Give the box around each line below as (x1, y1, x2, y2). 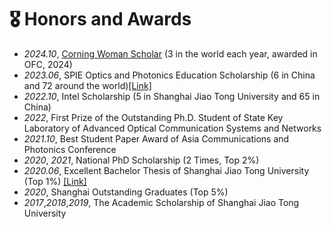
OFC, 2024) (23, 58, 73, 70)
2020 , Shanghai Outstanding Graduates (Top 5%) (23, 186, 229, 198)
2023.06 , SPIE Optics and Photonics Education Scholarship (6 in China (23, 69, 316, 81)
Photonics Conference (23, 143, 117, 155)
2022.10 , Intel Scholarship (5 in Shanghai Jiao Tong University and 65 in (23, 90, 321, 102)
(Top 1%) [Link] (23, 175, 87, 187)
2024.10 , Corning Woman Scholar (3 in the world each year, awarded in (23, 47, 318, 60)
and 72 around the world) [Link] (23, 79, 152, 91)
